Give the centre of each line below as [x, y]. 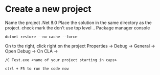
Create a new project [48, 9]
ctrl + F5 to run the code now [37, 69]
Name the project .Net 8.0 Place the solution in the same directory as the [78, 23]
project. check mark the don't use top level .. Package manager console [78, 27]
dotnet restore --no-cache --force [41, 37]
